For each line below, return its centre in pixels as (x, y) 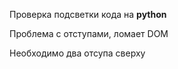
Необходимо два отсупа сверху (77, 53)
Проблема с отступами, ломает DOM (89, 33)
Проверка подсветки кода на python (88, 14)
